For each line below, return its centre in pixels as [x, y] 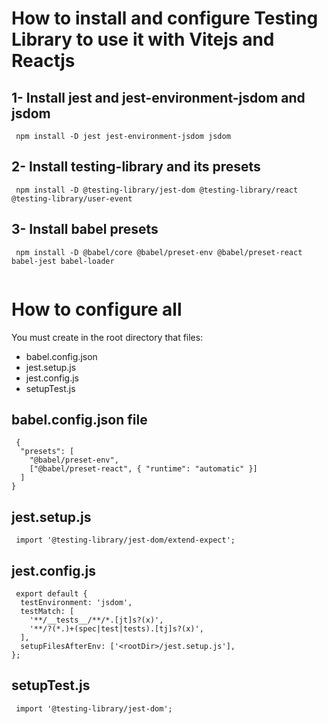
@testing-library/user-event [72, 198]
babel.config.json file [79, 419]
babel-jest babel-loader [63, 261]
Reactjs [43, 61]
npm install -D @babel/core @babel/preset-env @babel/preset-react [159, 252]
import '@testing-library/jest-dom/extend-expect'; [125, 540]
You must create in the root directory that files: [107, 337]
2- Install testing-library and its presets [136, 167]
